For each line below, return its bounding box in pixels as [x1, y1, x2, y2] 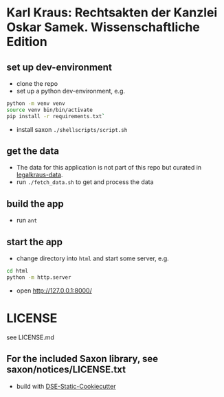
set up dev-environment [6, 61, 113, 73]
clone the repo [16, 80, 58, 87]
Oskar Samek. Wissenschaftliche [6, 19, 201, 35]
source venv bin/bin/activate [6, 106, 93, 113]
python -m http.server [6, 273, 71, 281]
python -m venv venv [6, 100, 66, 107]
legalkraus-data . [16, 170, 63, 179]
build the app [6, 198, 64, 209]
